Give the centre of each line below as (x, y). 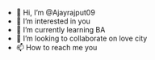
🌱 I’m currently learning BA (61, 30)
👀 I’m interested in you (53, 21)
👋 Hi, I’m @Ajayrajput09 (55, 13)
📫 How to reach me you (57, 47)
